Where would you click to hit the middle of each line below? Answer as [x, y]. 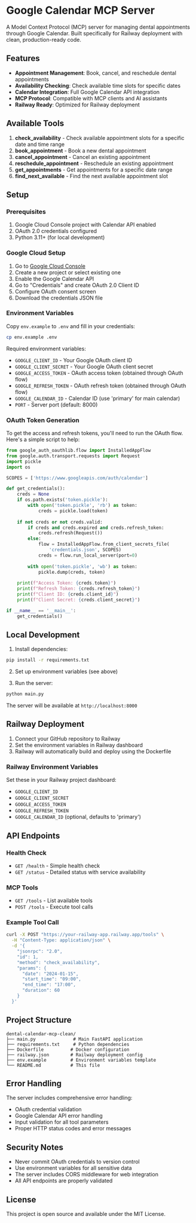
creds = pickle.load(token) [73, 511]
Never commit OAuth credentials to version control [77, 1162]
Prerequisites [26, 212]
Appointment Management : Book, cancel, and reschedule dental [95, 73]
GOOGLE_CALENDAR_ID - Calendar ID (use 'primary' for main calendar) [97, 398]
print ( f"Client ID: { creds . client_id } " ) [68, 594]
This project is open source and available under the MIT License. [86, 1214]
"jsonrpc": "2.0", [40, 952]
